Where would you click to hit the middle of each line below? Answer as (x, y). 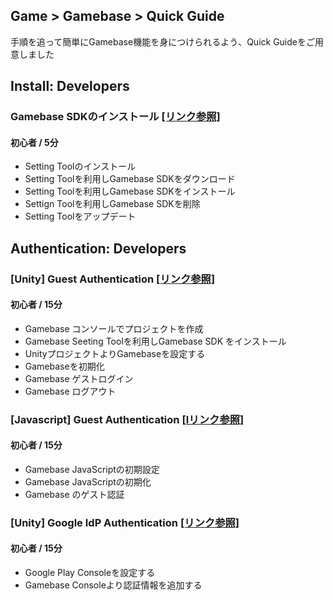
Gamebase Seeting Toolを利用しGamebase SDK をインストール (155, 341)
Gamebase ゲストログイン (79, 378)
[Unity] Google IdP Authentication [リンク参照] (125, 522)
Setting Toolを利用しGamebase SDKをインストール (130, 191)
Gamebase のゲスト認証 (74, 494)
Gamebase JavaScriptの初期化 (88, 481)
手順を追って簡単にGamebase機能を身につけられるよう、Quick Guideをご (162, 41)
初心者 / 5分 (34, 142)
